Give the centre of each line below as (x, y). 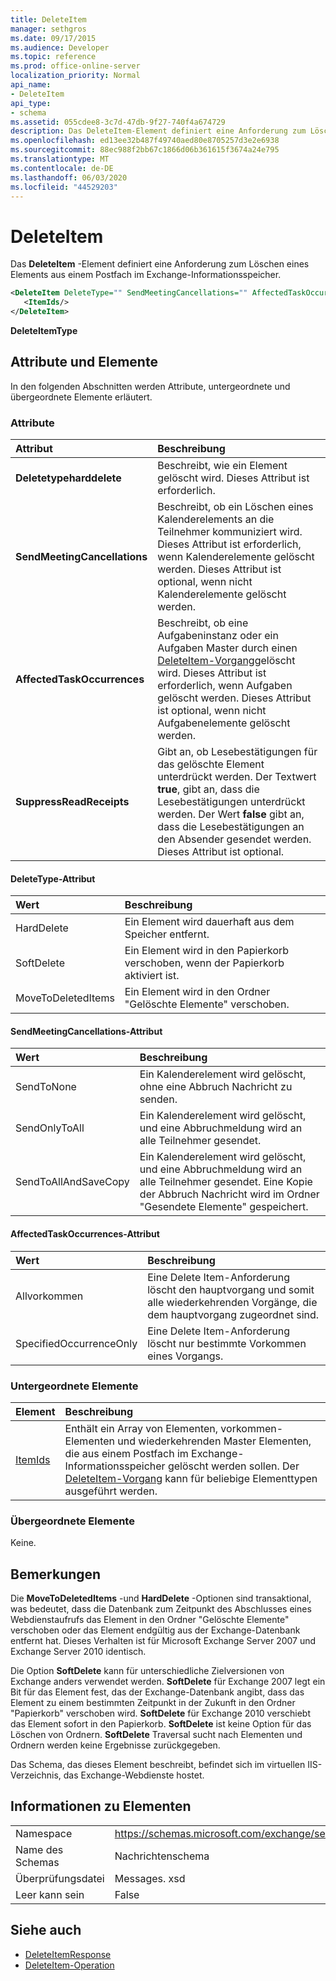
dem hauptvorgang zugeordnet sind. (233, 1314)
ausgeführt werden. (111, 1491)
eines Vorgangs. (185, 1356)
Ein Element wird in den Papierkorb (207, 951)
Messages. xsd (150, 1878)
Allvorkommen (49, 1296)
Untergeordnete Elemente (74, 1386)
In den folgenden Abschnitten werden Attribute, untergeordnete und (150, 386)
